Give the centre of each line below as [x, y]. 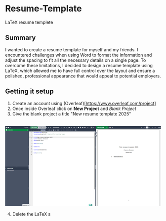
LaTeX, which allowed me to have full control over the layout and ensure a [80, 71]
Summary [21, 38]
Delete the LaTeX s [31, 214]
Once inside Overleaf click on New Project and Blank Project [74, 109]
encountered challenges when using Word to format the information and [79, 55]
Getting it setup [30, 92]
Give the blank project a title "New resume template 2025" [72, 113]
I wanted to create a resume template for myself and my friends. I [72, 49]
